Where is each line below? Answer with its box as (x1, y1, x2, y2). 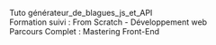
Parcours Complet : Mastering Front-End (9, 26, 160, 36)
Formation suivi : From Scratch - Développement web (9, 17, 208, 27)
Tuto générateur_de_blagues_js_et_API (9, 8, 153, 18)
